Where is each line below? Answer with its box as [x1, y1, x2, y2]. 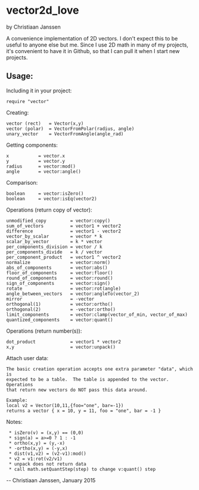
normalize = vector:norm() [6, 259, 111, 265]
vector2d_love [6, 4, 79, 17]
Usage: [6, 71, 34, 81]
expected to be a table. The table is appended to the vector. [6, 376, 169, 382]
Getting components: [6, 141, 58, 148]
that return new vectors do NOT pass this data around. [6, 387, 148, 393]
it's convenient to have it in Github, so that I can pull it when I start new [6, 47, 180, 54]
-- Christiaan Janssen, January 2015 [6, 476, 96, 483]
